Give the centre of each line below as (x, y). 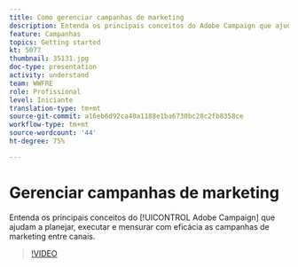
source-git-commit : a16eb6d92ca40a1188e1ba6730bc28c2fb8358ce (126, 116)
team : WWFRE (31, 83)
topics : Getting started (55, 42)
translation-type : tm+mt (55, 108)
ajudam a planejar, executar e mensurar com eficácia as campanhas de (139, 226)
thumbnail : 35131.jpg (49, 59)
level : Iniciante (41, 100)
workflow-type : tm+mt (49, 125)
